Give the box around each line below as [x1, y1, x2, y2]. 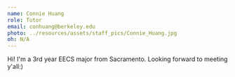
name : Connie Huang [7, 10, 65, 17]
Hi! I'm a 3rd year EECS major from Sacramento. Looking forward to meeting [7, 55, 228, 63]
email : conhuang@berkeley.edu [7, 23, 96, 30]
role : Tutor [7, 17, 42, 24]
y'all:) [7, 62, 23, 71]
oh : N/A [7, 36, 30, 43]
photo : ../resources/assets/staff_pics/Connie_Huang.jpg [7, 29, 177, 37]
